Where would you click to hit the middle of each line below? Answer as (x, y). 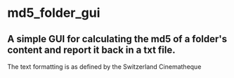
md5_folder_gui (54, 13)
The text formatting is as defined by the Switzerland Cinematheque (104, 67)
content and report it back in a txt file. (91, 50)
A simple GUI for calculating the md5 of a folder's (117, 39)
